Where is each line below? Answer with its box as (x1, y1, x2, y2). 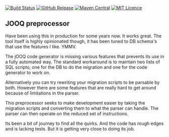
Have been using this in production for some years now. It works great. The (5, 33, 162, 39)
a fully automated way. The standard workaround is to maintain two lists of (5, 59, 160, 65)
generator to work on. (5, 69, 50, 75)
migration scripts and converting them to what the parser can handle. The (5, 105, 159, 111)
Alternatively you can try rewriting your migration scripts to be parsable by (5, 79, 160, 85)
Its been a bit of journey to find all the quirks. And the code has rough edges (5, 120, 164, 126)
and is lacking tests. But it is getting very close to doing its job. (5, 125, 135, 131)
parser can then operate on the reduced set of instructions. (5, 110, 129, 116)
